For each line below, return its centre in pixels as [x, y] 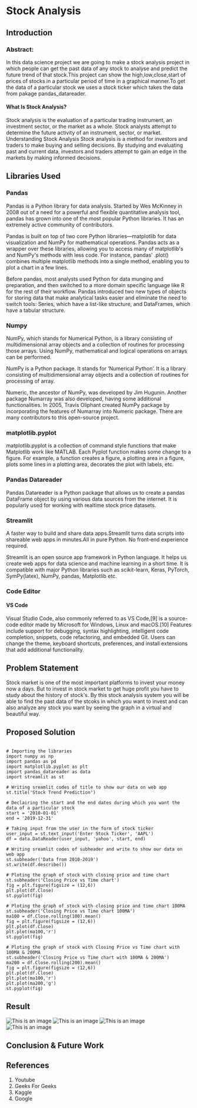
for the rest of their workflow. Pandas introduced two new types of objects [96, 291]
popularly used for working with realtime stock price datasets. [81, 505]
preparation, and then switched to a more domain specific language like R [95, 285]
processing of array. [31, 381]
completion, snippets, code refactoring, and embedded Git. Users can [91, 637]
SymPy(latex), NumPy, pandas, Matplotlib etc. [62, 576]
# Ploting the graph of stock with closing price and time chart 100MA [96, 906]
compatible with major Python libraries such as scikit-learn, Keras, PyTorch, [98, 570]
